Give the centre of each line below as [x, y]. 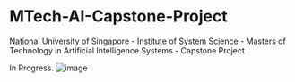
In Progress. [31, 68]
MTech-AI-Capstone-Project [118, 16]
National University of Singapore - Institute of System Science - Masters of [148, 41]
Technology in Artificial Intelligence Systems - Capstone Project [127, 50]
